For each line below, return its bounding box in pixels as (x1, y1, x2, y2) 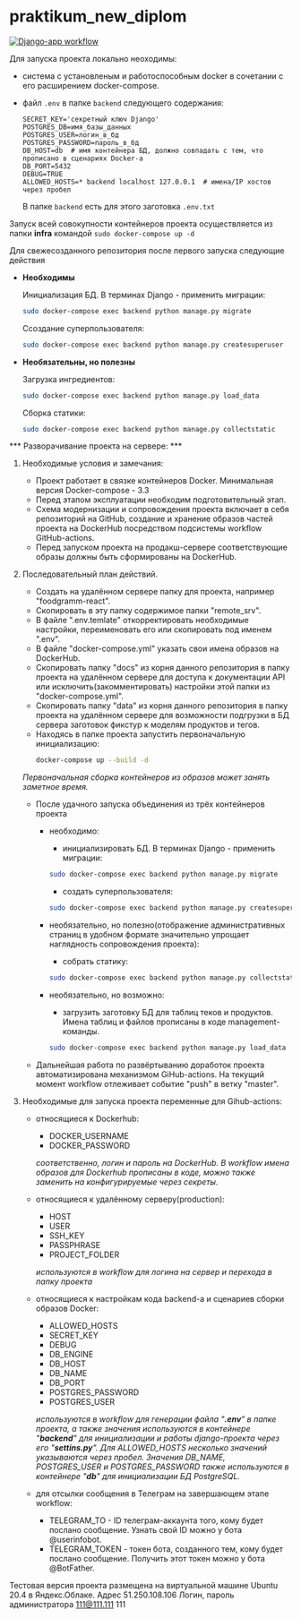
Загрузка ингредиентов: (21, 373, 116, 384)
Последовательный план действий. (21, 569, 159, 579)
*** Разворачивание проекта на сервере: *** (9, 441, 183, 451)
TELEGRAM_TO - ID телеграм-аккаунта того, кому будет (48, 1515, 264, 1526)
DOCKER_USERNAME (48, 1130, 130, 1141)
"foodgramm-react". (35, 595, 111, 606)
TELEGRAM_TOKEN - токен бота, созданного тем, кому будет (48, 1543, 284, 1554)
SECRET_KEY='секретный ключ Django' (21, 115, 159, 124)
